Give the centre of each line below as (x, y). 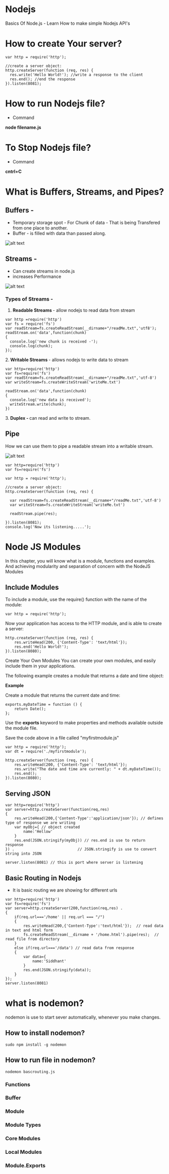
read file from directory (32, 939)
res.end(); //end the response (43, 79)
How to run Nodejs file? (55, 104)
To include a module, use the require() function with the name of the (76, 599)
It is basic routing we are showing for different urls (65, 890)
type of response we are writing (40, 823)
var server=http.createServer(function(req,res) (57, 810)
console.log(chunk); (31, 346)
